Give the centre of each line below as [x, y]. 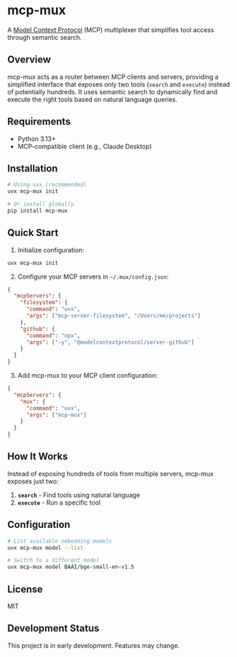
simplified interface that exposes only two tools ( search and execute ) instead [119, 84]
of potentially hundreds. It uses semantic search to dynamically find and [112, 91]
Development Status [53, 628]
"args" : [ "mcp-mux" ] [56, 415]
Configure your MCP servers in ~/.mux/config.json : [93, 276]
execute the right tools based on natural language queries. [93, 99]
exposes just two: [33, 481]
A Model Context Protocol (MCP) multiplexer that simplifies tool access [111, 30]
